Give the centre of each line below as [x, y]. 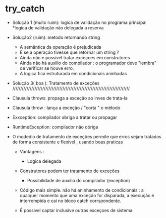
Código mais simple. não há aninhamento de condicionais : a [82, 190]
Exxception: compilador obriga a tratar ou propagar [65, 117]
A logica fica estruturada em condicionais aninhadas [73, 73]
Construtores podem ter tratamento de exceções [70, 171]
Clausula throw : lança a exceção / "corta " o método [66, 108]
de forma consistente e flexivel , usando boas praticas [68, 142]
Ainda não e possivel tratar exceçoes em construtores [75, 57]
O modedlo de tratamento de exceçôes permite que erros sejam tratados [87, 136]
